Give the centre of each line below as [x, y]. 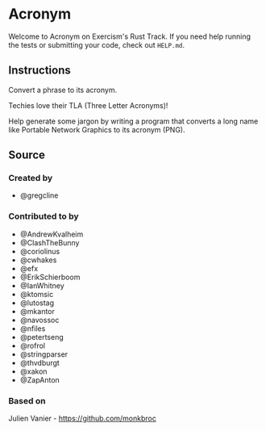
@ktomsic [37, 294]
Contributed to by [44, 216]
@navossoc [39, 320]
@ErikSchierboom [50, 277]
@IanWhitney [42, 285]
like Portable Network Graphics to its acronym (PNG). [97, 129]
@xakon [33, 371]
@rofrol [33, 345]
